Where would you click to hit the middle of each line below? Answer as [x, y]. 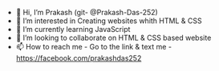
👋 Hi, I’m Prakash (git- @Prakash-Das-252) [87, 12]
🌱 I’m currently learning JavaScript [73, 29]
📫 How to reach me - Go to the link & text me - [94, 47]
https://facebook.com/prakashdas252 [79, 58]
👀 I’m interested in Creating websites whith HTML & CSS [109, 21]
